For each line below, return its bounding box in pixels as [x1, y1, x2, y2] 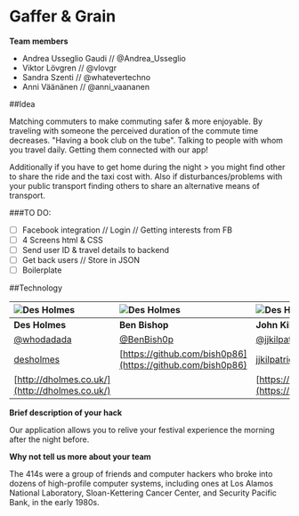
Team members [9, 36, 69, 46]
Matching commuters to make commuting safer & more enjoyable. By [9, 116, 263, 127]
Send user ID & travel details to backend [21, 245, 170, 256]
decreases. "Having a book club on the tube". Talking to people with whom [9, 135, 283, 145]
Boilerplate [21, 265, 62, 275]
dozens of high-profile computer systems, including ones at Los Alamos [9, 479, 274, 489]
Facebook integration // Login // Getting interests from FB [21, 225, 233, 235]
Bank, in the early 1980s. [9, 497, 100, 508]
